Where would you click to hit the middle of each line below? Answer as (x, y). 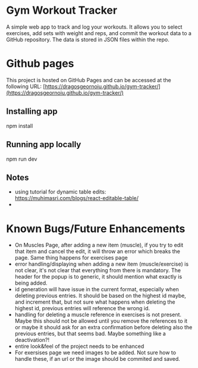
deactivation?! (32, 340)
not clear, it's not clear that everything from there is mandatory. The (98, 270)
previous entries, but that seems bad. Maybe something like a (90, 333)
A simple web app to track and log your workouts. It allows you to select (94, 27)
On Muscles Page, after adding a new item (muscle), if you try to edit (99, 245)
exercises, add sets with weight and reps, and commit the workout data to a (99, 33)
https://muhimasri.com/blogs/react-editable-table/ (76, 198)
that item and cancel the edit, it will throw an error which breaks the (97, 251)
